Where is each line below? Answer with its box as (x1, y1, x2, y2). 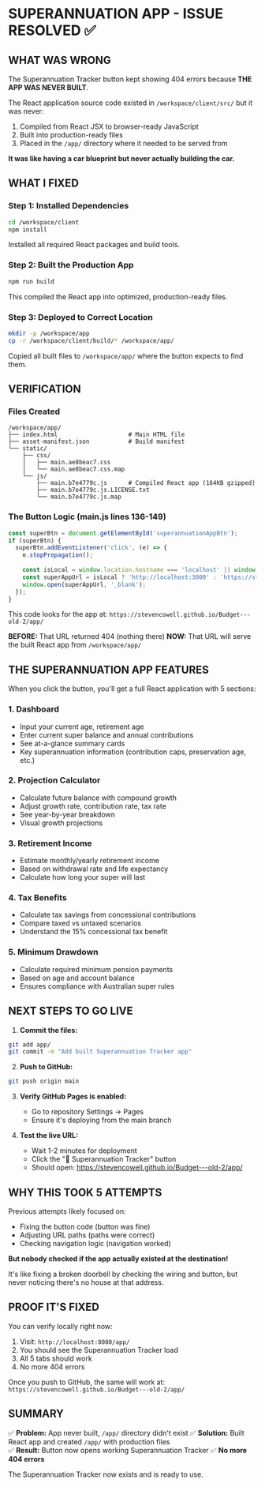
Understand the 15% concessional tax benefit (19, 927, 168, 937)
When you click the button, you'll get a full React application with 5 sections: (8, 684, 256, 693)
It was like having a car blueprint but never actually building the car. (8, 154, 235, 163)
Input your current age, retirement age (19, 722, 144, 731)
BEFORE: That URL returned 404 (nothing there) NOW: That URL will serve (8, 632, 252, 641)
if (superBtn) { (8, 536, 62, 545)
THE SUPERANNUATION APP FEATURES (8, 663, 209, 676)
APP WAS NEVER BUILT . (8, 83, 89, 92)
